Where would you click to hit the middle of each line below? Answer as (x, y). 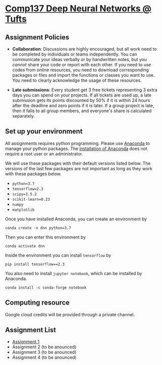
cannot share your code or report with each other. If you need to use (81, 65)
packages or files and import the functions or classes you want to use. (83, 75)
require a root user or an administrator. (44, 153)
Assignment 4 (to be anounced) (44, 358)
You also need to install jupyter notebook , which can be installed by (74, 273)
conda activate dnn (25, 246)
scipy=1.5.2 (24, 194)
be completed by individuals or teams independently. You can (75, 54)
